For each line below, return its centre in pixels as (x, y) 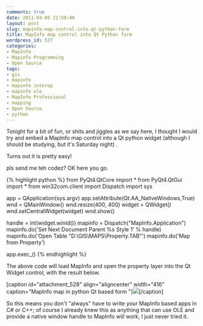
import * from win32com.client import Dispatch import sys (80, 186)
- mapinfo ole (24, 92)
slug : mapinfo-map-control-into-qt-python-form (68, 29)
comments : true (26, 12)
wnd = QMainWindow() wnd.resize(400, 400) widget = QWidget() (89, 205)
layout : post (23, 23)
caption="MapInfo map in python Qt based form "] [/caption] (85, 292)
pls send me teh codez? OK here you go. (57, 168)
